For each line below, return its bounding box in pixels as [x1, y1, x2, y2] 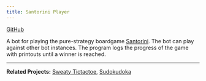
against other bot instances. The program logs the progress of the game [6, 44, 189, 51]
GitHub [6, 26, 25, 33]
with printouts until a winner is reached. [6, 50, 106, 58]
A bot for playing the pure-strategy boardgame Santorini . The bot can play [6, 37, 194, 44]
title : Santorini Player [6, 9, 70, 15]
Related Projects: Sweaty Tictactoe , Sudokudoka [6, 68, 132, 75]
